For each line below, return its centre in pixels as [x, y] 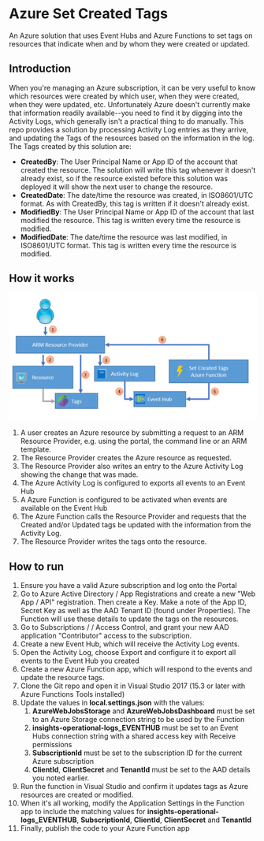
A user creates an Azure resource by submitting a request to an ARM [132, 433]
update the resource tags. [62, 678]
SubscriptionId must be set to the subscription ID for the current [137, 753]
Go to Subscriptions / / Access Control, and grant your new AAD [125, 627]
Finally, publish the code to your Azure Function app [105, 828]
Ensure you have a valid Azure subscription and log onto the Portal [128, 586]
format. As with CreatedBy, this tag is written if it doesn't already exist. [135, 203]
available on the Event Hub [64, 508]
